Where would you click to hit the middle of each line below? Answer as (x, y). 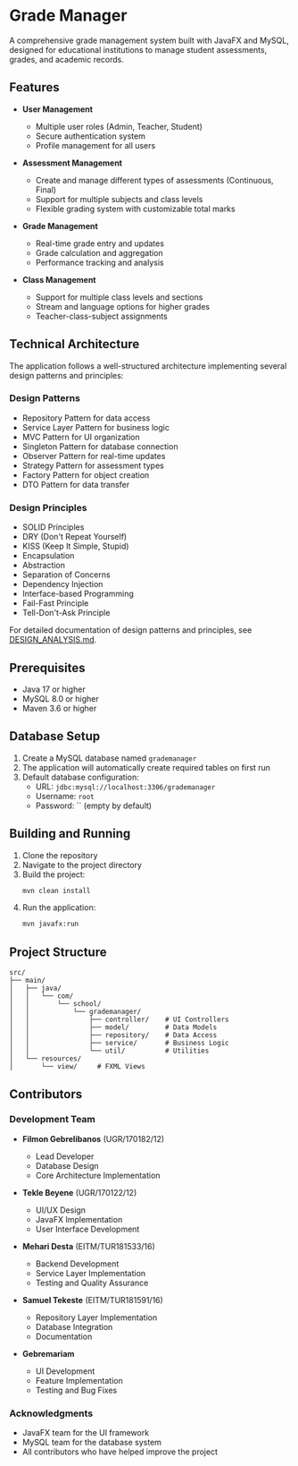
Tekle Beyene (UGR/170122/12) (79, 1192)
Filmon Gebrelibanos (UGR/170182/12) (93, 1138)
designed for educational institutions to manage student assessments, (138, 49)
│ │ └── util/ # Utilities (109, 1051)
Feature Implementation (79, 1380)
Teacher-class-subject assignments (101, 316)
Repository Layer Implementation (96, 1317)
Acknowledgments (51, 1413)
